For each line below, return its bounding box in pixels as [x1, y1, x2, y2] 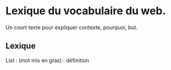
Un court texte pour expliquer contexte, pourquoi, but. [5, 24, 138, 31]
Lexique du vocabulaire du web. [5, 4, 166, 18]
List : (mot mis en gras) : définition [5, 56, 90, 63]
